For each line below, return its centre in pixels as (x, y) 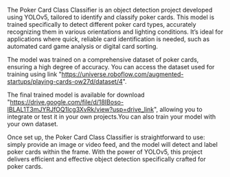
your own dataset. (33, 124)
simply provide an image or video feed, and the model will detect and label (113, 144)
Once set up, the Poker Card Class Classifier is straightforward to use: (106, 137)
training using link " (34, 74)
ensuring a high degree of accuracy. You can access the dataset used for (111, 67)
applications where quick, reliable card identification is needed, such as (108, 39)
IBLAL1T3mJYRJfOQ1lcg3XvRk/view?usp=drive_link (81, 109)
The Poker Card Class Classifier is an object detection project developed (110, 10)
